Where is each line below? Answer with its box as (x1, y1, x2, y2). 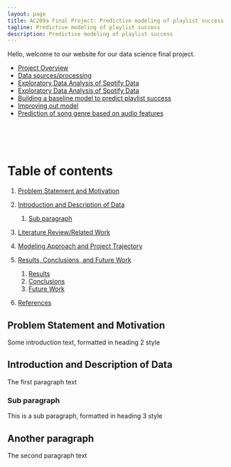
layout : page (7, 10, 46, 18)
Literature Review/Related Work (17, 228, 111, 237)
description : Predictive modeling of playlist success (7, 30, 173, 38)
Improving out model (17, 101, 79, 111)
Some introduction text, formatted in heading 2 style (7, 338, 161, 347)
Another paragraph (7, 432, 95, 444)
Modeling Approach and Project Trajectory (17, 242, 143, 250)
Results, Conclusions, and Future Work (17, 256, 131, 265)
